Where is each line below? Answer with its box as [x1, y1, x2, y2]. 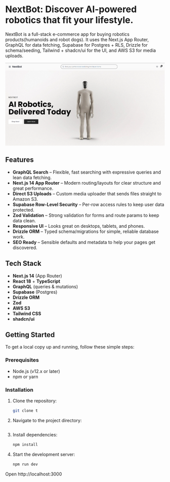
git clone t [12, 408, 38, 414]
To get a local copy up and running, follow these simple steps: [5, 344, 135, 350]
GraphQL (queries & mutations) [12, 283, 78, 290]
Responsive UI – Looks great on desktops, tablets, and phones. [12, 223, 145, 229]
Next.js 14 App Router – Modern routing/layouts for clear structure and [12, 180, 161, 186]
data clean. [12, 217, 36, 224]
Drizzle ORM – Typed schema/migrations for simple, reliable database [12, 228, 159, 234]
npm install [12, 442, 38, 447]
